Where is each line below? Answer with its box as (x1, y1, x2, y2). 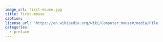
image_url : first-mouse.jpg (5, 7, 62, 12)
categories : (5, 25, 29, 30)
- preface (9, 29, 29, 34)
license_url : (5, 20, 32, 26)
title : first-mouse (5, 12, 45, 16)
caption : (5, 16, 23, 21)
